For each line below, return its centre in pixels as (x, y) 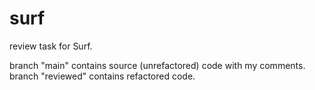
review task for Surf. (51, 46)
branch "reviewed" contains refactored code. (102, 76)
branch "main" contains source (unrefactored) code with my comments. (157, 65)
